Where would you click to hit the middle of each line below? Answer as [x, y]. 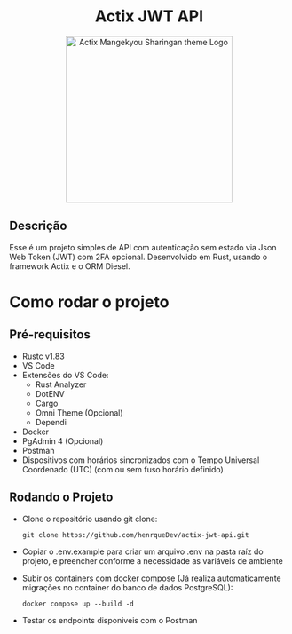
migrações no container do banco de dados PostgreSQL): [127, 587]
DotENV [50, 393]
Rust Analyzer [61, 384]
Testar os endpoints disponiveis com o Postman [110, 620]
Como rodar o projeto [89, 301]
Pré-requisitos [50, 335]
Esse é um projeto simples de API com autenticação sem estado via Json [143, 247]
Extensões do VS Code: [65, 375]
